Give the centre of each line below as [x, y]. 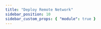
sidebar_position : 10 [28, 14]
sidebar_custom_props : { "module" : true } [50, 19]
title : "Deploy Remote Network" [39, 10]
